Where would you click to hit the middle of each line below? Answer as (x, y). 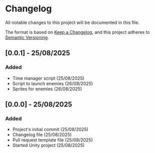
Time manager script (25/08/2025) (48, 78)
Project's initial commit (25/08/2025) (50, 130)
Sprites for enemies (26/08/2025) (47, 89)
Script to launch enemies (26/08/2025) (53, 83)
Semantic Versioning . (27, 37)
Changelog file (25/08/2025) (42, 135)
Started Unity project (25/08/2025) (48, 146)
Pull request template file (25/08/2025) (53, 140)
